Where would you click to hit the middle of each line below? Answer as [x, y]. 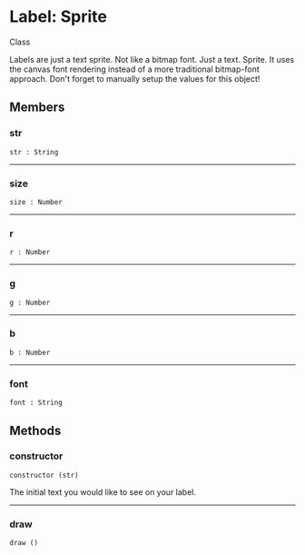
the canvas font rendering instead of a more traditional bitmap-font [135, 69]
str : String [34, 152]
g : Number [30, 302]
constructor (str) [44, 475]
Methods [35, 430]
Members [37, 108]
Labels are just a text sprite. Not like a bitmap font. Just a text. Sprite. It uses [152, 59]
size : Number [36, 202]
